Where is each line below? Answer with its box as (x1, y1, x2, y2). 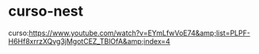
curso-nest (8, 2, 84, 20)
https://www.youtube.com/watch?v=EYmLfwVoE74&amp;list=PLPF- (29, 28, 251, 38)
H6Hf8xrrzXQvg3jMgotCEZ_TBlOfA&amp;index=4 (8, 36, 170, 45)
